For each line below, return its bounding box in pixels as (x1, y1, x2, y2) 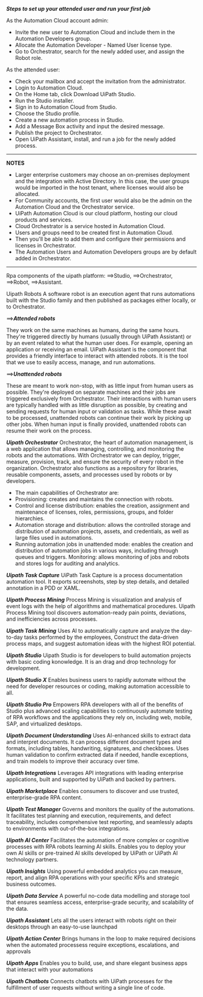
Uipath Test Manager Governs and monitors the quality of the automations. (6, 806, 195, 812)
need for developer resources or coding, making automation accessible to (6, 683, 190, 690)
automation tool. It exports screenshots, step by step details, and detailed (6, 578, 189, 585)
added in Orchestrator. (14, 255, 71, 262)
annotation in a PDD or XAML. (6, 584, 80, 592)
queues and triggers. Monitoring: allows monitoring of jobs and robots (14, 554, 190, 560)
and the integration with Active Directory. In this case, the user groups (14, 178, 190, 185)
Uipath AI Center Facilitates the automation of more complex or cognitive (6, 837, 189, 843)
